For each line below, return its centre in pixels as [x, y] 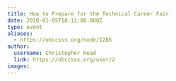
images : [19, 66]
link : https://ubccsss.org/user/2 [64, 60]
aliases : [20, 33]
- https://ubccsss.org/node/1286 [63, 40]
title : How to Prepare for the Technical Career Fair [88, 14]
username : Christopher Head [55, 54]
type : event [25, 27]
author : [19, 46]
